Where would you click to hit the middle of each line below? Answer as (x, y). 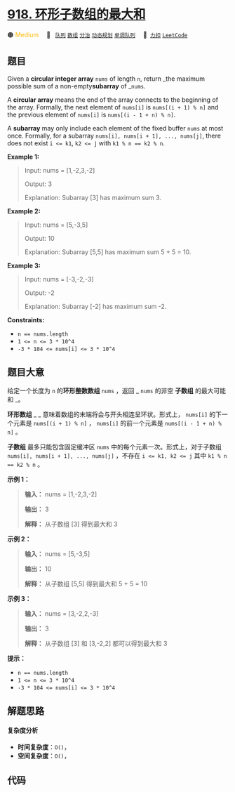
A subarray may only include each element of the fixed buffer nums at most (115, 128)
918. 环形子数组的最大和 (76, 14)
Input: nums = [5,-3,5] (56, 225)
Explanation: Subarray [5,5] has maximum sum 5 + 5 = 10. (108, 252)
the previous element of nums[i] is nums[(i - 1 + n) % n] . (92, 114)
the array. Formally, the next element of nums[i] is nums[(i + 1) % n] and (113, 107)
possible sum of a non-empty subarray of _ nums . (76, 86)
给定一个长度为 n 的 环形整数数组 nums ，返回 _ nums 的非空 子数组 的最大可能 (117, 390)
